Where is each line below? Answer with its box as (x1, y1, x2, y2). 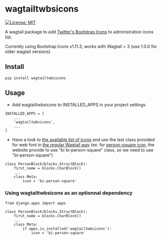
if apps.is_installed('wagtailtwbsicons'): (22, 226, 112, 231)
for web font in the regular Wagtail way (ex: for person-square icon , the (12, 142, 155, 148)
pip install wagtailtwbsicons (5, 75, 66, 81)
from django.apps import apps (5, 201, 66, 206)
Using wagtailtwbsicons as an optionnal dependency (5, 189, 133, 196)
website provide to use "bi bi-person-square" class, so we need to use (12, 147, 154, 153)
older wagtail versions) (5, 49, 51, 54)
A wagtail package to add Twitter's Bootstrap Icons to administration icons (5, 29, 154, 34)
